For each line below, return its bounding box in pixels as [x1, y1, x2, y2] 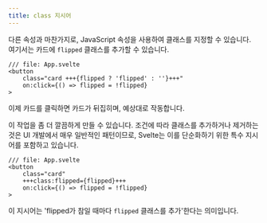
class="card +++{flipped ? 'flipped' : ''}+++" [22, 74, 183, 82]
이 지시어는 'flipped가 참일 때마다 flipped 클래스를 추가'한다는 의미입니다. [8, 205, 239, 215]
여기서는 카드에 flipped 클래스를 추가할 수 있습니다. [8, 45, 170, 54]
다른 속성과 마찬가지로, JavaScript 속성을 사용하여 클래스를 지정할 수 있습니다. [8, 34, 252, 44]
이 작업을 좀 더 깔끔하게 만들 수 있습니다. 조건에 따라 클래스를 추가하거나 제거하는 [8, 120, 259, 130]
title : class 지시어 [8, 11, 72, 20]
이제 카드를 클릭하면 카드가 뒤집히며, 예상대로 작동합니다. [8, 103, 185, 112]
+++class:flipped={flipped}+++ [22, 177, 127, 185]
